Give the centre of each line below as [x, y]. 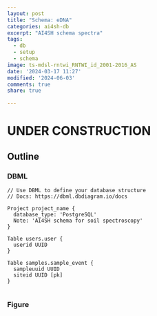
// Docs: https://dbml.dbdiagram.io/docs [67, 196]
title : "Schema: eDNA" [40, 20]
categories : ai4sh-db [38, 26]
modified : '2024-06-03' [41, 78]
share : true [24, 91]
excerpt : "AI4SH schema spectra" [55, 33]
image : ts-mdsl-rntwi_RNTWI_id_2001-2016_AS [72, 65]
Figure [18, 304]
